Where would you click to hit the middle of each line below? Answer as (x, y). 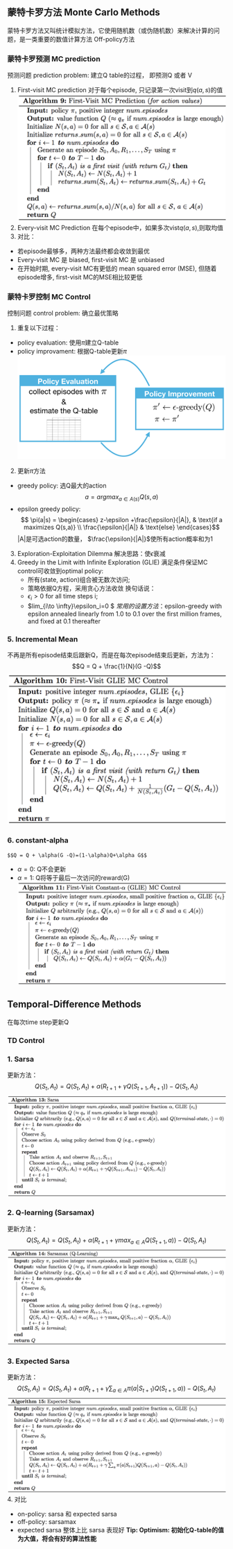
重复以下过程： (38, 327)
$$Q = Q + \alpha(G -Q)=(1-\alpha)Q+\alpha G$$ (77, 856)
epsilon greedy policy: (49, 509)
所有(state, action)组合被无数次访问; (79, 580)
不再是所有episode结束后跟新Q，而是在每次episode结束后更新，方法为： (111, 655)
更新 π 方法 (32, 471)
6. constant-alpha (38, 840)
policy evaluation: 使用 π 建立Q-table (68, 343)
